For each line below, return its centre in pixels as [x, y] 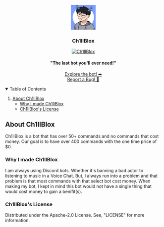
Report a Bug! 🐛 [83, 79]
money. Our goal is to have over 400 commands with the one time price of [81, 141]
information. [18, 220]
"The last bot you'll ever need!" [83, 63]
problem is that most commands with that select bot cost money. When [78, 181]
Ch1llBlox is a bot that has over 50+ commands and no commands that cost [82, 136]
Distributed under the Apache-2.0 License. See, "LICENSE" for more [75, 215]
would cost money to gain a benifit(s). [44, 191]
